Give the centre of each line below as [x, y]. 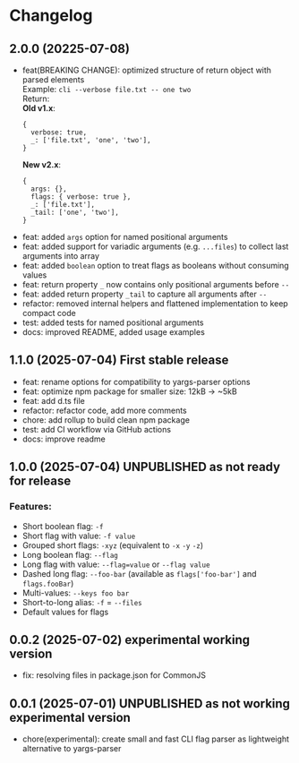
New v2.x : [41, 165]
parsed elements [53, 80]
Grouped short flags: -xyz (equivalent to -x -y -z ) [113, 545]
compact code [49, 313]
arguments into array [61, 256]
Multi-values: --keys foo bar [76, 593]
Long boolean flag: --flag [70, 554]
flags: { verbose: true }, [81, 197]
